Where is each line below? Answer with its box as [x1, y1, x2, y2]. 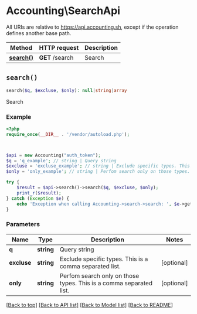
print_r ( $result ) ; [16, 190, 62, 196]
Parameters [6, 220, 40, 228]
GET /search [39, 53, 74, 62]
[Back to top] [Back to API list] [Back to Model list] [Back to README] [6, 301, 173, 308]
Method [9, 43, 33, 52]
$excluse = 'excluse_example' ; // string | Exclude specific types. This [6, 163, 191, 169]
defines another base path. [6, 29, 72, 36]
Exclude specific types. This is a [59, 255, 148, 263]
